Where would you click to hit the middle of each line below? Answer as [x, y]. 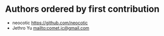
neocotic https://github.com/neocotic [50, 23]
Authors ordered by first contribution [82, 9]
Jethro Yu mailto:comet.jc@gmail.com [51, 28]
